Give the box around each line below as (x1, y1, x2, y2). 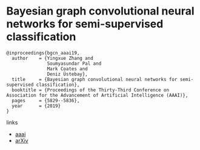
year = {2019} (12, 103, 61, 109)
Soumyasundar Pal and (47, 60, 102, 67)
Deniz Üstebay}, (47, 71, 88, 77)
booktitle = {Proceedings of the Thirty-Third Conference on (12, 86, 170, 93)
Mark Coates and (47, 65, 88, 72)
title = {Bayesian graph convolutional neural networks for (12, 76, 178, 82)
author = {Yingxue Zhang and (12, 55, 94, 61)
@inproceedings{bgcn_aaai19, (6, 50, 80, 56)
